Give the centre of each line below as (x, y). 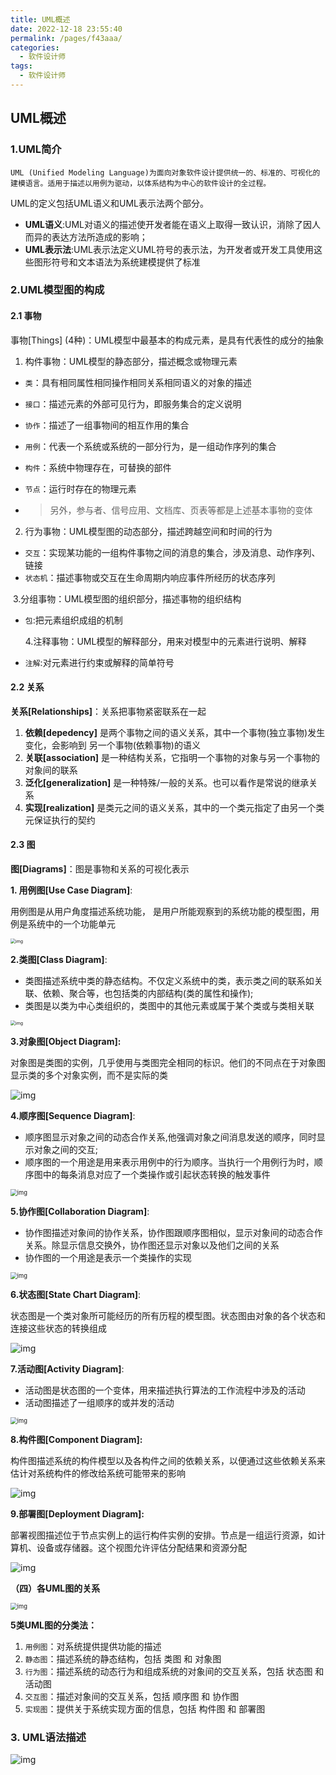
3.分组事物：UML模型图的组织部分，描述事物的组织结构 (127, 598)
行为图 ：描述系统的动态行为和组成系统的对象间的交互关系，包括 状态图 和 (174, 1672)
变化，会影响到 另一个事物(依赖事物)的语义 (112, 745)
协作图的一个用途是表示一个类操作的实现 (108, 1258)
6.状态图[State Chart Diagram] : (75, 1295)
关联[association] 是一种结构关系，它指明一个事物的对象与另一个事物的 (172, 757)
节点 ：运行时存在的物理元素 (80, 488)
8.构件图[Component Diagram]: (76, 1440)
